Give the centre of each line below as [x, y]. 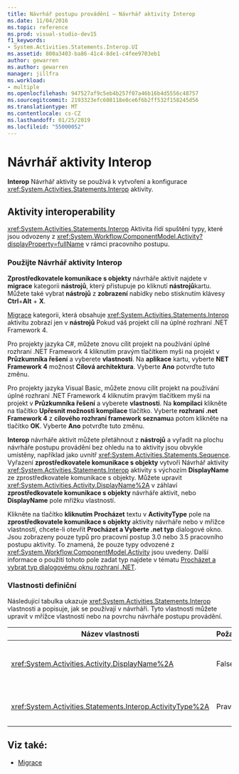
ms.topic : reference [38, 27]
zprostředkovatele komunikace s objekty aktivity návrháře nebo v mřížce [116, 521]
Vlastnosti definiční [42, 586]
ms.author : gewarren [38, 67]
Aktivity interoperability [62, 212]
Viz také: [27, 745]
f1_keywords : [27, 41]
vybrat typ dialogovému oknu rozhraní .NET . [72, 567]
